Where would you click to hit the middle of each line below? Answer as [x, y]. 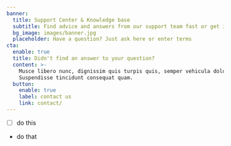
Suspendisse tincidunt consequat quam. [76, 77]
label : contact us [45, 97]
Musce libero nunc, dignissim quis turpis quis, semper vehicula [115, 71]
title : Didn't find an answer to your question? [84, 59]
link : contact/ [41, 103]
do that [27, 136]
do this [26, 123]
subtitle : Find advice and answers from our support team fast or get [116, 26]
